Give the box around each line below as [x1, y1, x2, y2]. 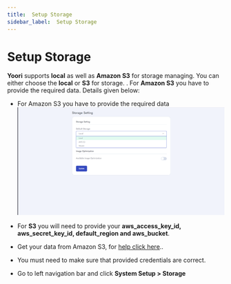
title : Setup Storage [7, 11, 72, 18]
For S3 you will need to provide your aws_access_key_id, [17, 222, 181, 230]
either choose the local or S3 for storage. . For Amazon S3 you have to [7, 79, 209, 88]
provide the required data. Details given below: [7, 86, 140, 94]
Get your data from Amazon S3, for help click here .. [17, 243, 164, 251]
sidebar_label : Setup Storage [7, 18, 97, 26]
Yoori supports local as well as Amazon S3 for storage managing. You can [7, 72, 219, 80]
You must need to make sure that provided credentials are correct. [17, 256, 206, 265]
